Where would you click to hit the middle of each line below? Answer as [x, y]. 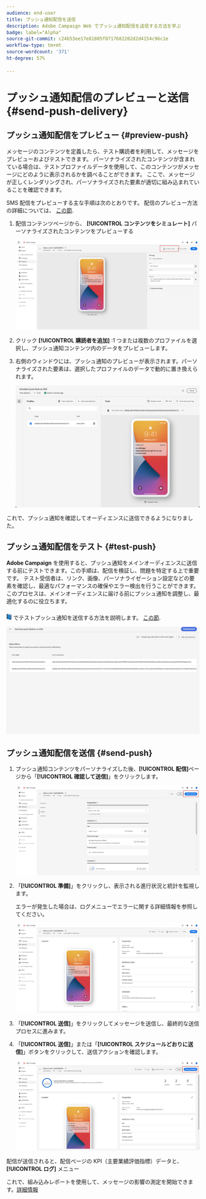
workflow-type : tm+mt [34, 45]
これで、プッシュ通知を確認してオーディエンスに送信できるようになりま [97, 518]
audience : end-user [31, 13]
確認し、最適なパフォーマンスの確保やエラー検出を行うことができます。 [108, 585]
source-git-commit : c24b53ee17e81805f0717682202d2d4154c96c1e [87, 39]
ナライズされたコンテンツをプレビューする [80, 231]
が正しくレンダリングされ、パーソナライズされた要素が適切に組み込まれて [100, 182]
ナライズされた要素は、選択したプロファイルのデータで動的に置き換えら [106, 369]
